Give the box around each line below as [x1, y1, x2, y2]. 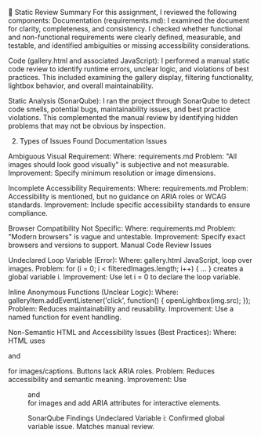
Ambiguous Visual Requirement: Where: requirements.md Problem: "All [8, 151, 237, 161]
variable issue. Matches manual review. [27, 422, 155, 431]
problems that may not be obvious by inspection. [8, 122, 166, 130]
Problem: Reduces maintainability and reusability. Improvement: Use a [8, 304, 234, 313]
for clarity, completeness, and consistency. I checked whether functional [8, 24, 243, 33]
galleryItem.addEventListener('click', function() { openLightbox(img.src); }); [8, 296, 251, 305]
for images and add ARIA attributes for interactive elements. [27, 399, 221, 407]
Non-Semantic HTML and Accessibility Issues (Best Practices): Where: [8, 328, 237, 337]
